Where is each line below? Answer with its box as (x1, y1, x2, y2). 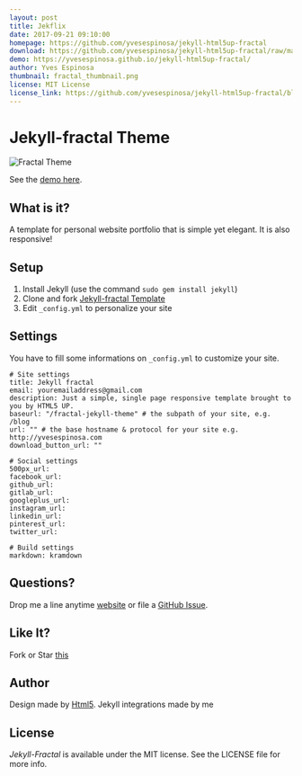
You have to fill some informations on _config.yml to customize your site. (9, 352, 280, 363)
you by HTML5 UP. (9, 401, 75, 410)
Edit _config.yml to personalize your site (22, 303, 173, 314)
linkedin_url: (9, 512, 63, 521)
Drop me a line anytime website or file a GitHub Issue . (9, 599, 209, 610)
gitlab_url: (9, 487, 54, 497)
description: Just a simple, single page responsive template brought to (9, 393, 292, 403)
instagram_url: (9, 504, 67, 513)
